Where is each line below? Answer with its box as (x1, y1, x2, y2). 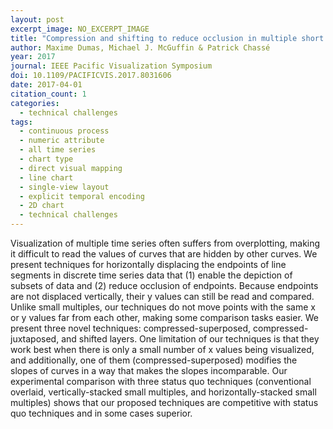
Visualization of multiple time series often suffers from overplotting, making (10, 237, 321, 249)
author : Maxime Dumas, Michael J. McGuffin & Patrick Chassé (10, 42, 271, 53)
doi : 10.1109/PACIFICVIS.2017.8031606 (10, 71, 172, 81)
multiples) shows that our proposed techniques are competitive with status (10, 397, 319, 408)
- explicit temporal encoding (19, 191, 145, 201)
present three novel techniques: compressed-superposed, (10, 322, 252, 334)
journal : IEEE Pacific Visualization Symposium (10, 61, 213, 71)
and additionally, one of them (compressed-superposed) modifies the (10, 354, 298, 366)
